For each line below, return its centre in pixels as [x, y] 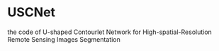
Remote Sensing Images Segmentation [64, 39]
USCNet [31, 12]
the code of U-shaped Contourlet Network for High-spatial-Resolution [110, 32]
